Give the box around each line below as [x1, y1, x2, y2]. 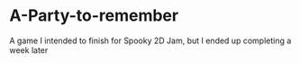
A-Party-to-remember [9, 5, 178, 26]
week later [9, 44, 49, 55]
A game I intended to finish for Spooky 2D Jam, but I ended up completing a [9, 35, 292, 46]
